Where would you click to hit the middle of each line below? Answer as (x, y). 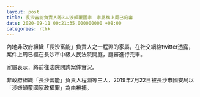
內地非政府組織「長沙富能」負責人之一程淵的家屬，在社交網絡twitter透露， (100, 47)
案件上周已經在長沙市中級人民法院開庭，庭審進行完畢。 (76, 55)
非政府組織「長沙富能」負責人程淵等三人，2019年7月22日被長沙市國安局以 (100, 80)
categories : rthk (28, 29)
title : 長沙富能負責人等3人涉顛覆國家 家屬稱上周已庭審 (70, 18)
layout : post (23, 12)
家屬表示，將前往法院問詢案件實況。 (52, 67)
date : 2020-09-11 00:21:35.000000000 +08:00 (64, 23)
